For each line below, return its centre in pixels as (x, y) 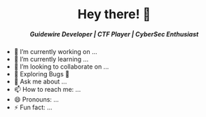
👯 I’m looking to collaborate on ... (61, 67)
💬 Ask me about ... (40, 82)
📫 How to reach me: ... (47, 90)
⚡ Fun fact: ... (33, 107)
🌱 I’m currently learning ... (51, 60)
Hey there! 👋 (114, 14)
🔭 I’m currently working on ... (55, 52)
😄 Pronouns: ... (36, 99)
